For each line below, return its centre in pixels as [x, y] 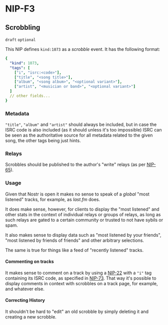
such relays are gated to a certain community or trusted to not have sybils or [84, 220]
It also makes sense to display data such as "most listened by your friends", [83, 235]
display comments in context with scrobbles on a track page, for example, [81, 283]
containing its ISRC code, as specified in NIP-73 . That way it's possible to [81, 278]
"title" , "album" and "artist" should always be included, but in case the [81, 124]
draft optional [21, 40]
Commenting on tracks [30, 262]
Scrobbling [23, 27]
